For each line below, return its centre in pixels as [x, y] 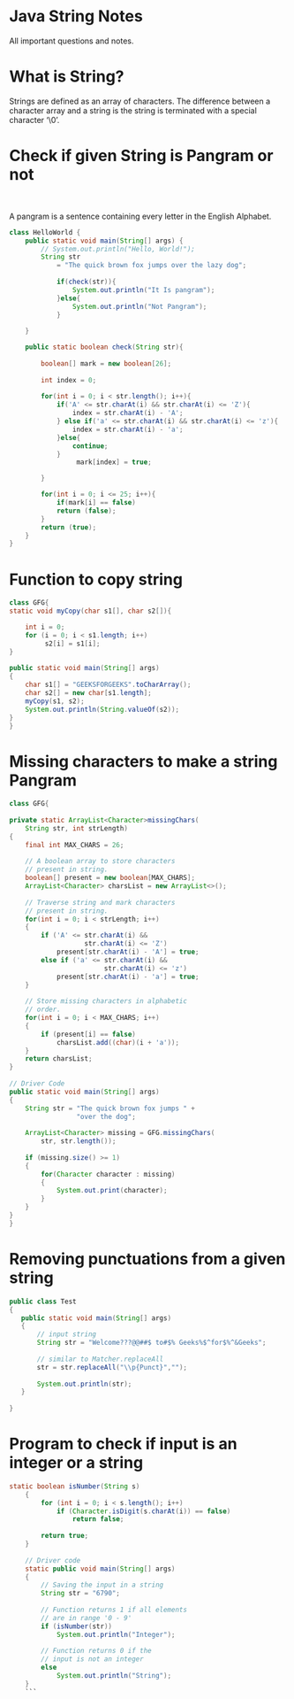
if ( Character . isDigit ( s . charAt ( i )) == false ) [143, 1511]
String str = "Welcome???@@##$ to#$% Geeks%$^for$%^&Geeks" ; [151, 1343]
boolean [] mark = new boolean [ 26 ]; [106, 363]
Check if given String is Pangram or [141, 156]
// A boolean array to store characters [100, 861]
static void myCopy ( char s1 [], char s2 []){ [90, 611]
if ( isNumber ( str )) [77, 1626]
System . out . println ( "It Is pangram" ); [143, 290]
